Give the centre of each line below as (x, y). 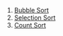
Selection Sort (35, 18)
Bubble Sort (31, 10)
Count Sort (30, 25)
